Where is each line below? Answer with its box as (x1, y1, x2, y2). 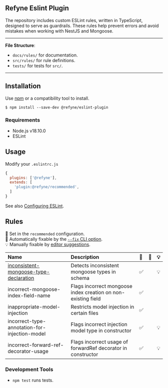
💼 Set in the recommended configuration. (5, 230, 85, 237)
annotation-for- (7, 324, 46, 331)
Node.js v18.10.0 (12, 128, 46, 134)
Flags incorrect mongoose (70, 282, 132, 289)
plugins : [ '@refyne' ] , (9, 175, 57, 180)
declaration (7, 274, 34, 281)
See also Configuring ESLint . (5, 203, 64, 209)
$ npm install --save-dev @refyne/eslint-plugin (5, 105, 108, 110)
